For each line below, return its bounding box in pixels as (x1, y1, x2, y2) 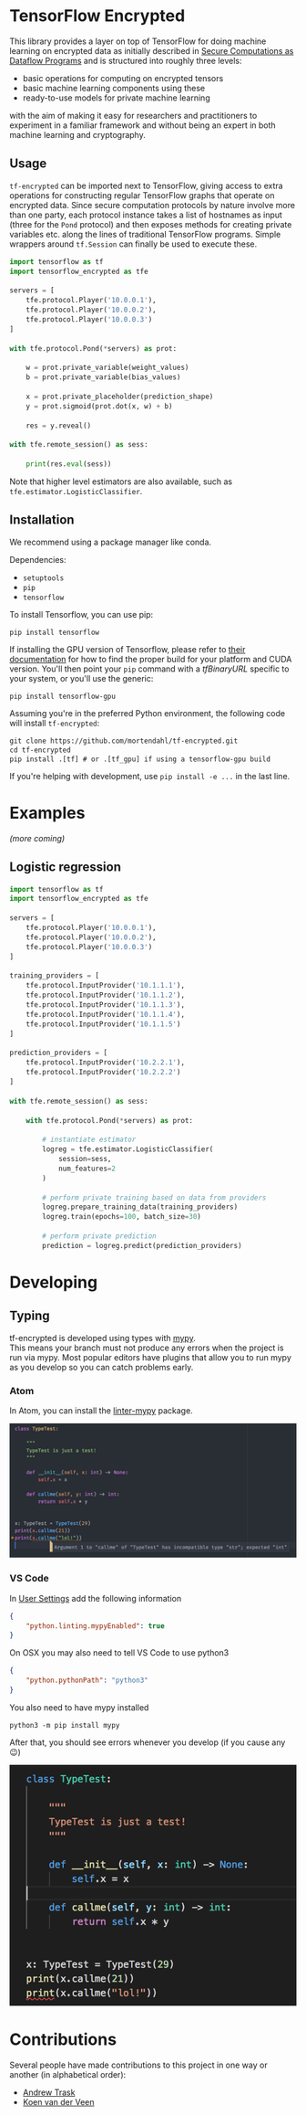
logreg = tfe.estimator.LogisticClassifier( (42, 1145, 214, 1154)
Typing (9, 1308, 50, 1324)
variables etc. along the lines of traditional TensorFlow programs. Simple (9, 228, 281, 239)
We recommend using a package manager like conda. (9, 536, 212, 547)
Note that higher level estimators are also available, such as (9, 476, 233, 487)
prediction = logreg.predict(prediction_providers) (42, 1241, 243, 1250)
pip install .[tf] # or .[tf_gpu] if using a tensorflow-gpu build (9, 755, 271, 764)
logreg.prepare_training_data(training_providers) (42, 1202, 239, 1211)
